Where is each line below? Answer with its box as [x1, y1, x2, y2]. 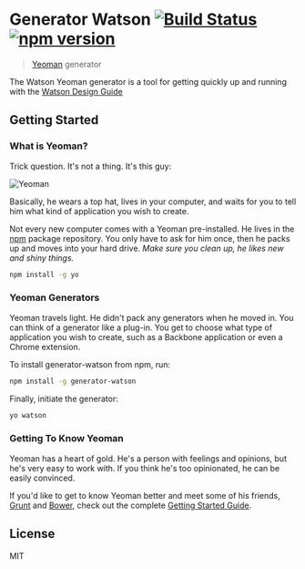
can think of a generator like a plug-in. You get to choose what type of [9, 322, 273, 333]
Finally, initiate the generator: [9, 393, 118, 404]
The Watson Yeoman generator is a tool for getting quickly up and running [9, 76, 287, 87]
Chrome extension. [9, 341, 81, 352]
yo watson [9, 410, 47, 419]
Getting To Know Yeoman [9, 432, 125, 445]
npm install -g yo [9, 270, 79, 279]
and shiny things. [9, 252, 75, 264]
